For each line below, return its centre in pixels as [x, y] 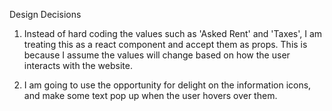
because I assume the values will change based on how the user [157, 55]
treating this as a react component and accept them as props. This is [165, 44]
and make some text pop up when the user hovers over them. [150, 95]
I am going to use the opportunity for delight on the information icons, [167, 85]
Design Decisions [45, 14]
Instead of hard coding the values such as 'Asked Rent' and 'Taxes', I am [173, 33]
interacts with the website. [78, 65]
